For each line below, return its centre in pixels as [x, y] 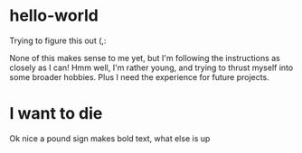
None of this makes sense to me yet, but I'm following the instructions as [145, 58]
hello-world [54, 16]
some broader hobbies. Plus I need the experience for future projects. [139, 76]
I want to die [56, 114]
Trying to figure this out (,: [58, 40]
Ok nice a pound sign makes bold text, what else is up [110, 138]
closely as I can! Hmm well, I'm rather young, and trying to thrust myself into [151, 67]
